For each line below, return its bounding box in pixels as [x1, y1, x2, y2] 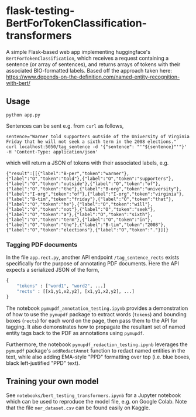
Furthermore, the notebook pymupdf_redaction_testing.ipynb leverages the [6, 341, 188, 348]
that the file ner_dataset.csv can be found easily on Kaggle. [6, 404, 150, 411]
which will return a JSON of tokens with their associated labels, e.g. [6, 159, 169, 166]
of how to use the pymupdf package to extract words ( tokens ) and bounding [6, 310, 187, 317]
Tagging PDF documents [6, 240, 78, 248]
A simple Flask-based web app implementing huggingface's [6, 48, 151, 55]
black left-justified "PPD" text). [6, 359, 80, 367]
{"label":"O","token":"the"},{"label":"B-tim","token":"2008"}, [6, 221, 166, 228]
